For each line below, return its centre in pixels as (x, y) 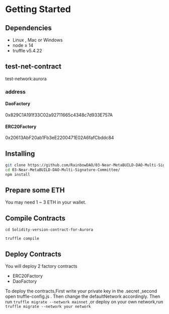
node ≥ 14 (23, 45)
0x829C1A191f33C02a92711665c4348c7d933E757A (59, 115)
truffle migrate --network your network (48, 307)
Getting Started (38, 9)
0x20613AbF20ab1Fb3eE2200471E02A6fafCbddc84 (60, 138)
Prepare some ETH (35, 190)
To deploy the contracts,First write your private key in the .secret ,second (81, 291)
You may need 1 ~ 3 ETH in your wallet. (46, 202)
